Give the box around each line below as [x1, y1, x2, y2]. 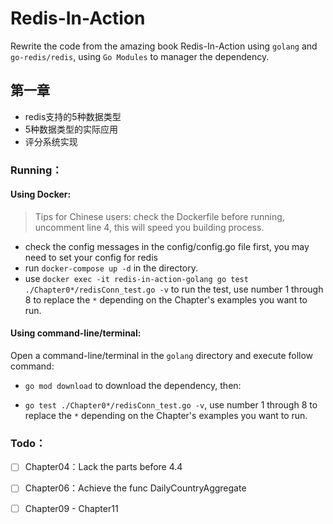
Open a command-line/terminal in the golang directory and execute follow [10, 350, 314, 362]
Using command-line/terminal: [10, 327, 142, 339]
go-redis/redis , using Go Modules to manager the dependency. [10, 50, 270, 62]
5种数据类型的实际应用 [24, 123, 119, 135]
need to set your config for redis [24, 251, 158, 263]
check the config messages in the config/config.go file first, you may [24, 240, 310, 252]
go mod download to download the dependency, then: [24, 380, 242, 392]
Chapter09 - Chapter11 [24, 502, 119, 514]
